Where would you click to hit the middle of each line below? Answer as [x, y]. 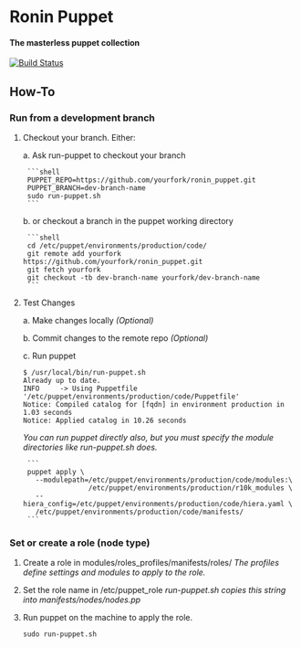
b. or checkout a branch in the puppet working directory [128, 221]
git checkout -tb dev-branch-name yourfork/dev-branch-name [144, 278]
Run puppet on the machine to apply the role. [108, 618]
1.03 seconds [47, 413]
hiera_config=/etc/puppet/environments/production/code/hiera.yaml [153, 505]
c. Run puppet [49, 356]
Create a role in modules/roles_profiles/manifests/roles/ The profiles [151, 563]
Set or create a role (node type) [80, 543]
